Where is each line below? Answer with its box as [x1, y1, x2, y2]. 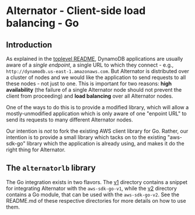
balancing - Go [6, 16, 79, 30]
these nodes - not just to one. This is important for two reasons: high [6, 80, 172, 87]
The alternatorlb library [6, 163, 96, 173]
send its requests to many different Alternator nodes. [6, 116, 133, 123]
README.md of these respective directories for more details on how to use [6, 197, 186, 204]
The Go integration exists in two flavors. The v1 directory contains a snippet [6, 178, 188, 185]
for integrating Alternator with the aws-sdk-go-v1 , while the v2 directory [6, 185, 177, 192]
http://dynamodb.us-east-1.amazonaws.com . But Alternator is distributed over [6, 68, 190, 74]
